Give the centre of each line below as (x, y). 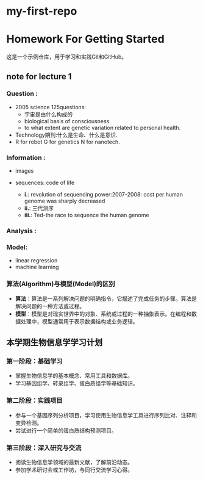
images (24, 171)
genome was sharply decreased (65, 201)
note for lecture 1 (39, 77)
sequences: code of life (45, 183)
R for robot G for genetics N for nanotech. (67, 142)
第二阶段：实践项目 (34, 401)
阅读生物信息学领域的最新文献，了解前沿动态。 (74, 462)
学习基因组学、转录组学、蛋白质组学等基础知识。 (77, 383)
